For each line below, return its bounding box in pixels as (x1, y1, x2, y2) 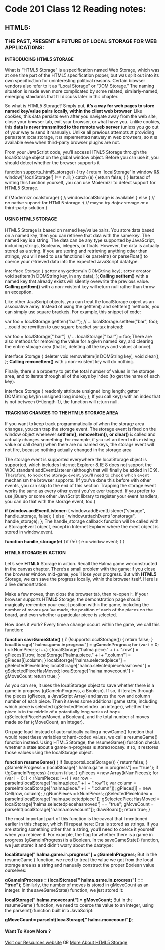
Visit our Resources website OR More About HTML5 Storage (5, 939, 128, 945)
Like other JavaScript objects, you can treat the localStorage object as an (5, 298, 154, 304)
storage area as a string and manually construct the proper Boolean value (5, 862, 155, 868)
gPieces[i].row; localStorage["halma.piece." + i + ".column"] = (5, 652, 131, 658)
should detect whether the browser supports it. (5, 159, 101, 166)
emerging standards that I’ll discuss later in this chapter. (5, 93, 119, 99)
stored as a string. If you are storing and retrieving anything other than (5, 248, 148, 254)
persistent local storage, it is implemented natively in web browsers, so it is (5, 134, 158, 140)
